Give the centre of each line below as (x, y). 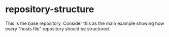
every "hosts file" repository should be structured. (58, 28)
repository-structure (50, 9)
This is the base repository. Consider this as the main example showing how (85, 23)
